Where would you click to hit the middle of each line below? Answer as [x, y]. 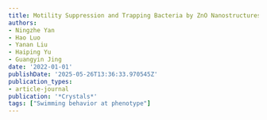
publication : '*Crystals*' [53, 96]
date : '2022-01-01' [41, 67]
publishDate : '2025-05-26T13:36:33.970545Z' [83, 74]
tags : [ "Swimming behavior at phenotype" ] [79, 103]
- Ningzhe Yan [32, 30]
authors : [23, 23]
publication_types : [41, 81]
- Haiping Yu [30, 52]
